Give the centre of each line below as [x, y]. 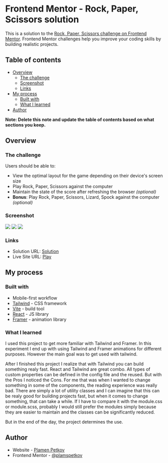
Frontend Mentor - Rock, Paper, [72, 9]
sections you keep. [26, 125]
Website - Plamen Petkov [39, 450]
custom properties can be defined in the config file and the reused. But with [83, 375]
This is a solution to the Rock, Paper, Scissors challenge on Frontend [76, 33]
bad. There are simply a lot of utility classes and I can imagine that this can [82, 391]
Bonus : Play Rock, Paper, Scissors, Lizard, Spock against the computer [86, 197]
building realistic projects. [32, 44]
